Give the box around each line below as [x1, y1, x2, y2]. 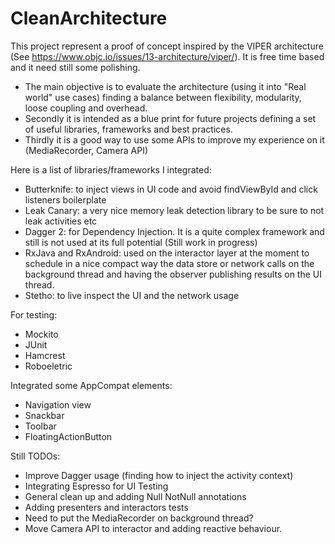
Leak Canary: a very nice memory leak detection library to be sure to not [24, 204, 325, 216]
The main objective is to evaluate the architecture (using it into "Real [24, 80, 307, 92]
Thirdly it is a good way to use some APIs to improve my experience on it [24, 133, 325, 146]
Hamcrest [24, 349, 66, 361]
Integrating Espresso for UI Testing [24, 480, 169, 492]
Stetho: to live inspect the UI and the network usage [24, 289, 240, 301]
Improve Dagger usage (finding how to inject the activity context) [24, 469, 294, 481]
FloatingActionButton [24, 430, 113, 442]
